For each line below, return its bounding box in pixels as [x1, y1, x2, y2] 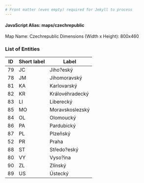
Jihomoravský [49, 75, 82, 81]
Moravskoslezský [49, 106, 90, 113]
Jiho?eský [49, 67, 73, 74]
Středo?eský [49, 146, 79, 153]
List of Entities [5, 45, 40, 52]
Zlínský [49, 162, 67, 169]
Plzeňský [49, 131, 71, 137]
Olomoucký [49, 114, 76, 121]
